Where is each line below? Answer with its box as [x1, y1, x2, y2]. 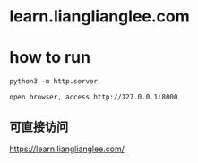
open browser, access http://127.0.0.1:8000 [9, 92, 178, 102]
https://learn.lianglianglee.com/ [9, 143, 125, 154]
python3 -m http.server [9, 77, 99, 86]
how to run [9, 47, 91, 68]
